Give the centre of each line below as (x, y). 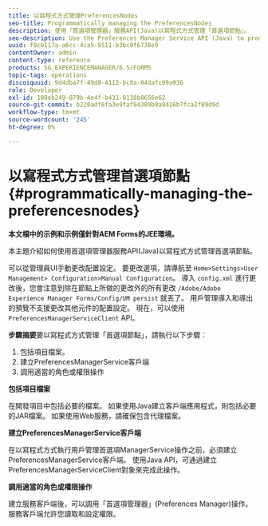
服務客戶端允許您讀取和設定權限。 (64, 513)
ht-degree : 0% (32, 127)
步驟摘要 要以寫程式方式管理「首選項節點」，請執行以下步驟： (108, 335)
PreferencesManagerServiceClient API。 (74, 317)
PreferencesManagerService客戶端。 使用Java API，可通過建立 (113, 460)
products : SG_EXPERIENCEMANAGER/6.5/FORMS (80, 68)
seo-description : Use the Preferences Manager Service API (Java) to (126, 38)
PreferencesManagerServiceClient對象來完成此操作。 (97, 469)
